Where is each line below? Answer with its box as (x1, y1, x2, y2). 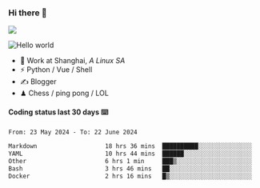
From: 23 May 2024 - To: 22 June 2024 (8, 128, 138, 136)
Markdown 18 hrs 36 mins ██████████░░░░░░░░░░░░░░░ (8, 142, 252, 150)
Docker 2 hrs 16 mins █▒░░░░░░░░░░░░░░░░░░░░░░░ (8, 172, 252, 180)
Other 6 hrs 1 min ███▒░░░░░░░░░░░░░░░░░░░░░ (8, 158, 252, 166)
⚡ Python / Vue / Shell (19, 65, 93, 74)
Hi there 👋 (8, 7, 48, 18)
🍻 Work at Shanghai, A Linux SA (19, 56, 126, 66)
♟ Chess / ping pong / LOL (19, 88, 110, 98)
